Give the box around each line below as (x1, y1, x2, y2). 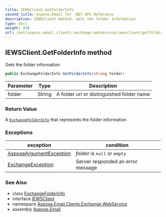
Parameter (7, 82, 33, 89)
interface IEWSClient (12, 196, 55, 202)
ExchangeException (7, 161, 54, 168)
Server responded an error (76, 158, 138, 165)
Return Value (5, 105, 37, 112)
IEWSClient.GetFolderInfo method (5, 48, 112, 57)
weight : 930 (5, 26, 30, 31)
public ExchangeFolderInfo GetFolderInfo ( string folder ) (5, 71, 125, 76)
